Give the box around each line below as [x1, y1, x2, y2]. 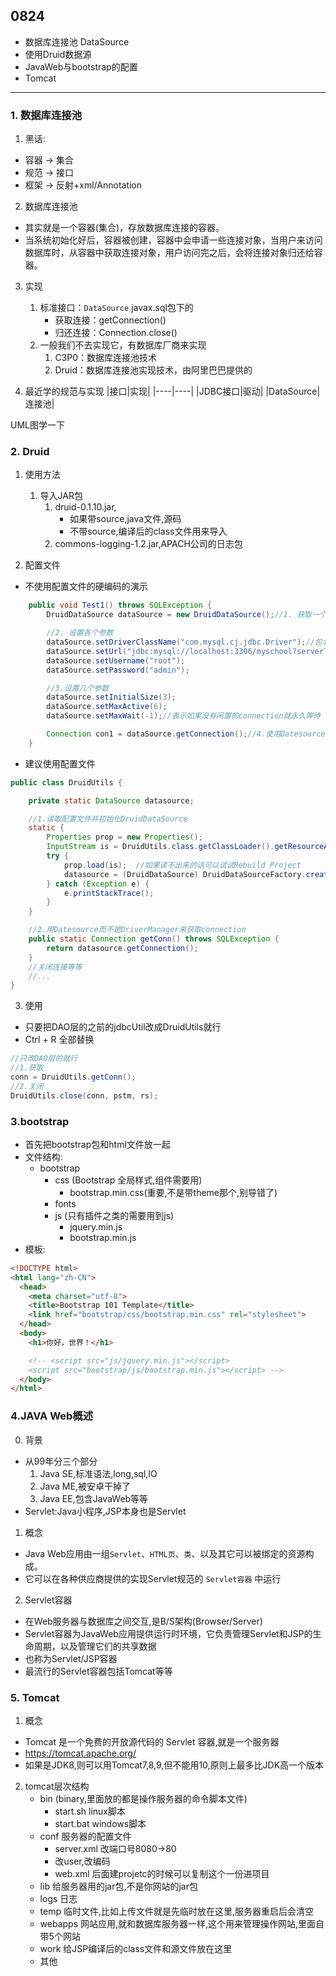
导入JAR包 [39, 490, 83, 502]
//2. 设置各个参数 [46, 628, 114, 638]
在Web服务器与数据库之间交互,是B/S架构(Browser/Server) [24, 1615, 263, 1627]
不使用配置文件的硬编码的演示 [24, 580, 148, 593]
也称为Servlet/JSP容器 [24, 1652, 118, 1664]
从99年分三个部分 [24, 1455, 98, 1467]
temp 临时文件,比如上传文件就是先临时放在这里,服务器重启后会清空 [39, 1905, 315, 1917]
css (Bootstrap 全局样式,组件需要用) [54, 1174, 203, 1186]
